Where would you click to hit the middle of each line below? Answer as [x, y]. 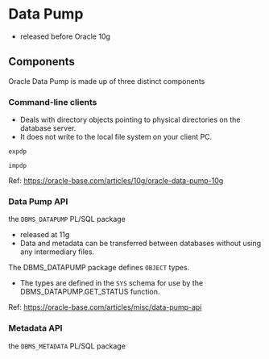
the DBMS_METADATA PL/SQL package [67, 346]
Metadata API [35, 328]
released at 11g [45, 235]
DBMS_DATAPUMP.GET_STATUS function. [90, 292]
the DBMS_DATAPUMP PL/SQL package [67, 219]
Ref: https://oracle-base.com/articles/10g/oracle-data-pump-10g [116, 181]
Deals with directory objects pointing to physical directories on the [130, 120]
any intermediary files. [57, 252]
